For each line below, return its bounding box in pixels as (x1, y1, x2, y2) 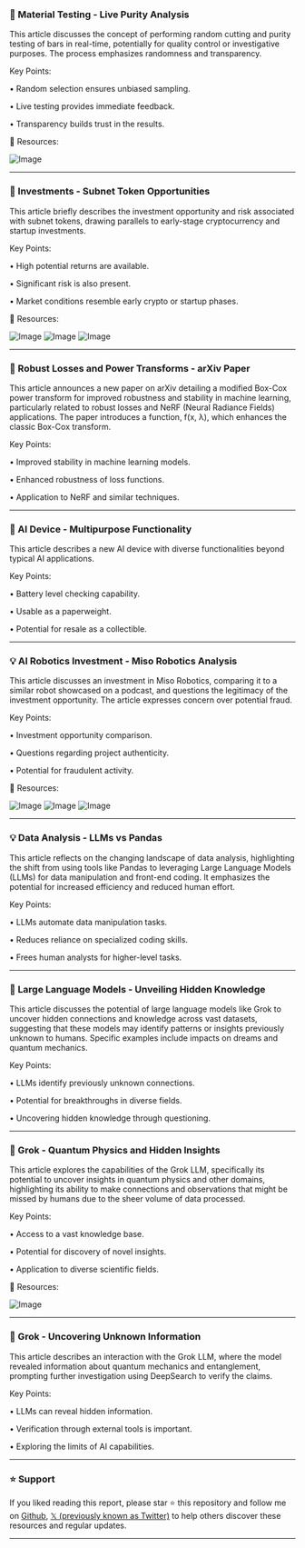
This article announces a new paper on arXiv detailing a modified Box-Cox (9, 382, 288, 394)
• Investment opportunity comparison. (9, 730, 152, 741)
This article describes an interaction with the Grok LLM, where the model (9, 1351, 282, 1362)
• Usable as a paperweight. (9, 606, 112, 617)
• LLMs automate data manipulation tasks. (9, 916, 168, 927)
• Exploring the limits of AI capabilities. (9, 1441, 154, 1452)
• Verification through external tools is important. (9, 1423, 192, 1434)
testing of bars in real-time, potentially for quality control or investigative (9, 38, 280, 49)
